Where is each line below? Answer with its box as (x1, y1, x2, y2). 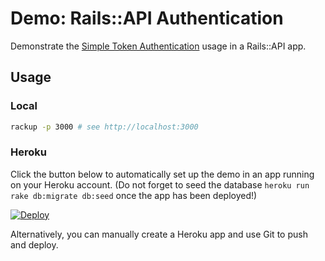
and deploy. (10, 238, 59, 251)
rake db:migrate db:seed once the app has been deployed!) (10, 189, 258, 201)
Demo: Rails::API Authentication (10, 7, 284, 30)
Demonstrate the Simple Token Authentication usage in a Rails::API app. (10, 40, 307, 52)
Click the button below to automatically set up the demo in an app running (10, 168, 315, 180)
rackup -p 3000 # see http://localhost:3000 (10, 122, 199, 132)
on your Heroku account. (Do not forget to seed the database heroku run (10, 178, 310, 191)
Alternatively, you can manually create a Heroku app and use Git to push (10, 228, 308, 240)
